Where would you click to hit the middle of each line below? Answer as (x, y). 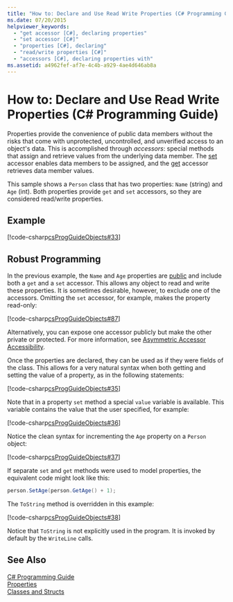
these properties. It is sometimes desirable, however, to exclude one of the (114, 291)
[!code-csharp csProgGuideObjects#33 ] (64, 237)
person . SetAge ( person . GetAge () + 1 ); (62, 491)
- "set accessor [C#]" (46, 40)
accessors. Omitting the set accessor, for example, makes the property (109, 298)
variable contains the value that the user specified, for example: (98, 410)
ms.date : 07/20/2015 (37, 20)
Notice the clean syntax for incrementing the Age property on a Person (107, 436)
